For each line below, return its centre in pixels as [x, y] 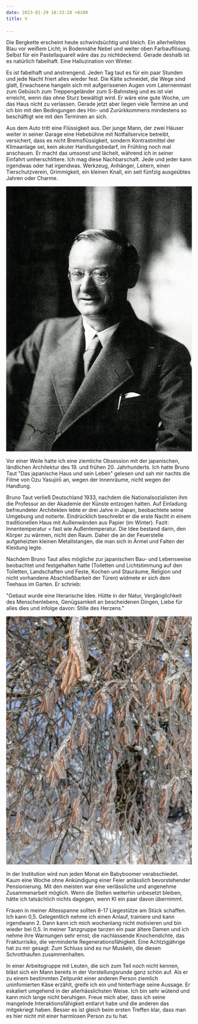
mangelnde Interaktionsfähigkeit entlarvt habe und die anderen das [88, 1003]
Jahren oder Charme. [32, 178]
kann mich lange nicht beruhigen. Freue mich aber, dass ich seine [86, 997]
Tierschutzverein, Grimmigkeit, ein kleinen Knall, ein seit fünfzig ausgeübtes [98, 172]
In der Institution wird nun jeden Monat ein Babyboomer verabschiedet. [93, 874]
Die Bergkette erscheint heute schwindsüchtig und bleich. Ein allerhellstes [96, 43]
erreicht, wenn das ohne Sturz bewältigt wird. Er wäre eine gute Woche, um [98, 98]
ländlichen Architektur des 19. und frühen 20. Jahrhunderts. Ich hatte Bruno [98, 467]
